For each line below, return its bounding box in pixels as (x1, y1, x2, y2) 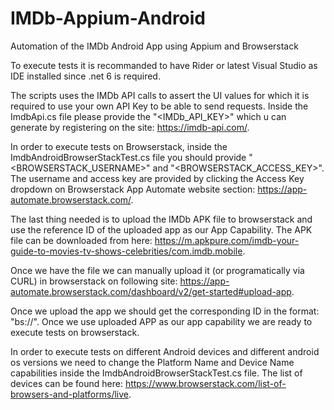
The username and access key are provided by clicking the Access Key (10, 172, 305, 184)
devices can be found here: (10, 377, 123, 389)
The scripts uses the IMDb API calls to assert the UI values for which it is (10, 89, 310, 101)
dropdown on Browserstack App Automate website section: (10, 183, 256, 195)
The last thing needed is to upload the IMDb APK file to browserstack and (10, 213, 313, 225)
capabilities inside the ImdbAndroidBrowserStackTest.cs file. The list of (10, 367, 303, 379)
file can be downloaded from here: (10, 234, 153, 246)
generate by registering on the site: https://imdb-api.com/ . (10, 121, 250, 133)
